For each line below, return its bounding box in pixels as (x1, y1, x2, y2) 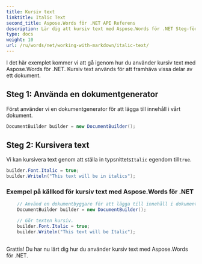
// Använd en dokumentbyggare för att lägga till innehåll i (17, 201, 173, 207)
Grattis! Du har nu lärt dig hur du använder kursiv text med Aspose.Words (6, 245, 188, 253)
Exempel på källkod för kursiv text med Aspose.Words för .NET (6, 187, 194, 196)
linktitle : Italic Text (6, 14, 66, 20)
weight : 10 (6, 37, 34, 43)
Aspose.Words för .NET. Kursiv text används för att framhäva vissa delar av (6, 65, 193, 72)
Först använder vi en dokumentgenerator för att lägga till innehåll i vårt (6, 105, 181, 112)
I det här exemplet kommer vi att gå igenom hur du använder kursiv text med (6, 58, 196, 66)
